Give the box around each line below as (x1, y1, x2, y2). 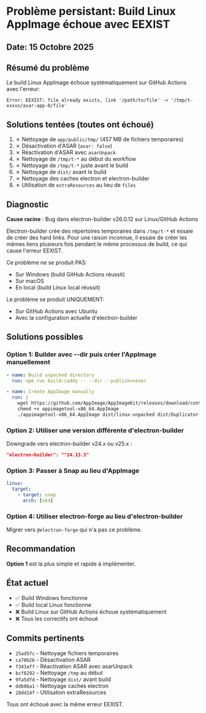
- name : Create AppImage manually (6, 389, 95, 395)
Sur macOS (15, 278, 45, 285)
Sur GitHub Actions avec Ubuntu (15, 308, 98, 315)
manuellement (6, 358, 51, 367)
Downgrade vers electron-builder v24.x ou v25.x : (6, 440, 132, 448)
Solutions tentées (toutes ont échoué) (6, 119, 154, 130)
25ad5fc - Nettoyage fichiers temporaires (15, 649, 119, 657)
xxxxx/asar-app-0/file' (6, 103, 67, 109)
